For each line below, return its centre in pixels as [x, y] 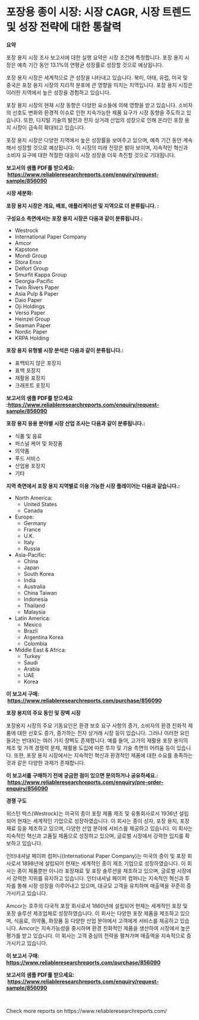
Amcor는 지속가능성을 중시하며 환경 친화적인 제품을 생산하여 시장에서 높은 [105, 928]
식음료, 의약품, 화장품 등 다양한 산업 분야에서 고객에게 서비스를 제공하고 [96, 920]
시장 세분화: [20, 193]
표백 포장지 [28, 370]
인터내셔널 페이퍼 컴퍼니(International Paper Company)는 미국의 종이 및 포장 [96, 855]
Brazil [31, 631]
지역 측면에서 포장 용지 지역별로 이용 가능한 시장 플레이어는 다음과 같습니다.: [93, 486]
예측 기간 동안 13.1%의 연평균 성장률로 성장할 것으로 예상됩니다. [90, 65]
